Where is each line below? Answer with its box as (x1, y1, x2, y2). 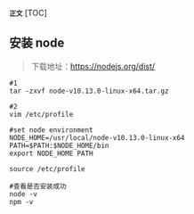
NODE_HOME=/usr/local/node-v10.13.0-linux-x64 (9, 133, 185, 142)
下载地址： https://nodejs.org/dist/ (30, 61, 156, 71)
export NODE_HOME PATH (9, 149, 93, 158)
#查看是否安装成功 (9, 182, 67, 191)
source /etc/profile (9, 164, 86, 173)
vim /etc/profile (9, 110, 74, 119)
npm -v (9, 197, 34, 206)
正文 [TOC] (9, 8, 47, 18)
